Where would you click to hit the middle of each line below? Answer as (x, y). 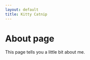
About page (30, 39)
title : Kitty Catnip (26, 14)
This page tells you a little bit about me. (45, 52)
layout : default (22, 10)
